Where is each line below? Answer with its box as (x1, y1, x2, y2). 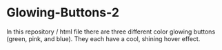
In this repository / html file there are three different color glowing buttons (6, 27, 216, 36)
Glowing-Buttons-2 (6, 5, 120, 21)
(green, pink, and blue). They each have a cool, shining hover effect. (6, 34, 201, 42)
